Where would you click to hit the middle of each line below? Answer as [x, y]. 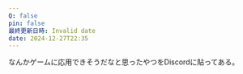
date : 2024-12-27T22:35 [49, 38]
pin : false [27, 23]
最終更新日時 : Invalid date [52, 31]
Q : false [23, 16]
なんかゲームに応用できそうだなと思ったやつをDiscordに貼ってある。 [124, 62]
